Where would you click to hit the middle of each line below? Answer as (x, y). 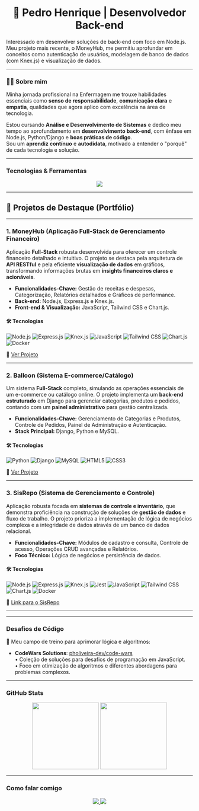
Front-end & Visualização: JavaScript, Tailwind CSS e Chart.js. (92, 307)
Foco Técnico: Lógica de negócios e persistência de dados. (88, 555)
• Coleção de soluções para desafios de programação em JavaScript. (100, 660)
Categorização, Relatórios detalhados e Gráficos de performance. (95, 295)
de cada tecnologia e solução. (43, 150)
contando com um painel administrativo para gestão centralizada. (87, 407)
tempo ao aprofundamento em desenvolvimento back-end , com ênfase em (99, 131)
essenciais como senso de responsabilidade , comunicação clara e (89, 101)
